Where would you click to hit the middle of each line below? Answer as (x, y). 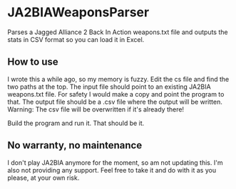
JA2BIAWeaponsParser (78, 12)
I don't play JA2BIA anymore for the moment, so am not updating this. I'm (115, 162)
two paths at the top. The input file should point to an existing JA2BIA (109, 87)
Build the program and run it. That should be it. (76, 123)
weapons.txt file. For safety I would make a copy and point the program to (116, 94)
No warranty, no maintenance (75, 145)
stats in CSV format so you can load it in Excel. (76, 39)
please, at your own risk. (43, 178)
